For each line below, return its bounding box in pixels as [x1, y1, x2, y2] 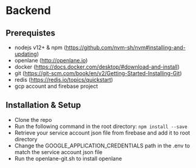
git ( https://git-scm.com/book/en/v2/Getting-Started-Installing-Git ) [14, 70, 183, 76]
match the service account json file [14, 148, 103, 155]
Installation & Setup [5, 100, 81, 110]
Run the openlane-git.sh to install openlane [14, 155, 123, 162]
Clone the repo [14, 116, 52, 123]
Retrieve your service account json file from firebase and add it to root [14, 129, 191, 136]
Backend [5, 4, 51, 18]
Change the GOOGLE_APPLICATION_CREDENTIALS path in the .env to [14, 142, 191, 149]
